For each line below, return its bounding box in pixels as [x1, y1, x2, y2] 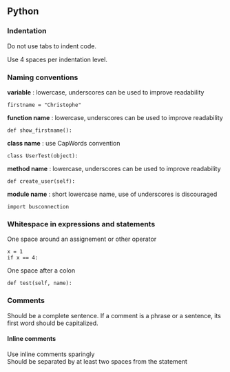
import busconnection [7, 203, 70, 210]
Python [7, 6, 39, 17]
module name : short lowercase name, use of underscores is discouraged [7, 190, 218, 198]
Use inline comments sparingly [7, 350, 95, 358]
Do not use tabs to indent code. [7, 41, 96, 50]
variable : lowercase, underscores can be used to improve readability [7, 88, 205, 96]
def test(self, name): [7, 280, 72, 287]
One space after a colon [7, 266, 76, 275]
